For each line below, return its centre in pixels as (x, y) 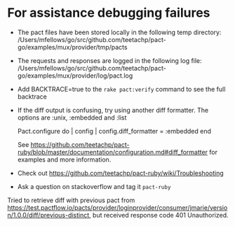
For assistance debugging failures (109, 13)
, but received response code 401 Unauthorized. (159, 215)
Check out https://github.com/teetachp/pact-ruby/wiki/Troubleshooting (121, 173)
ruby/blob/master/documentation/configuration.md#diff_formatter (113, 152)
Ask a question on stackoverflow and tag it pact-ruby (94, 186)
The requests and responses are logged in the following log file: (109, 60)
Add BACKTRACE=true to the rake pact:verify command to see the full (121, 89)
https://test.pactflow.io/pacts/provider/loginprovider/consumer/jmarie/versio (117, 207)
